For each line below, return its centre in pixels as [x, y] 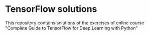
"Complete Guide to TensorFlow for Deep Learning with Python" [71, 28]
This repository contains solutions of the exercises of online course [75, 23]
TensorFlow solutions [51, 9]
